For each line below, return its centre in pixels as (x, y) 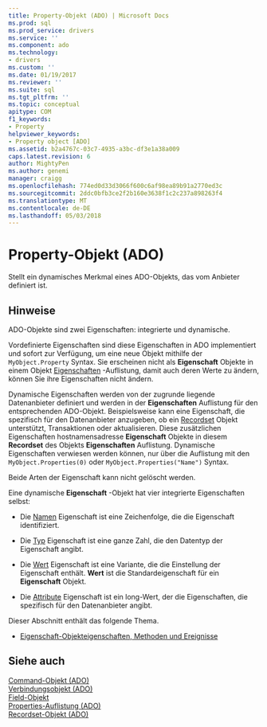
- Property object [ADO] (49, 141)
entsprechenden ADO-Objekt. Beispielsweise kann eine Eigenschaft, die (127, 411)
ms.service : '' (33, 38)
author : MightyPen (39, 164)
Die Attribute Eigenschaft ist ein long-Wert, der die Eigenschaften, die (134, 597)
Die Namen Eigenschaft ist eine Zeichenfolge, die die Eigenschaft (127, 517)
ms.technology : (33, 53)
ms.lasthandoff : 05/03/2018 (55, 216)
